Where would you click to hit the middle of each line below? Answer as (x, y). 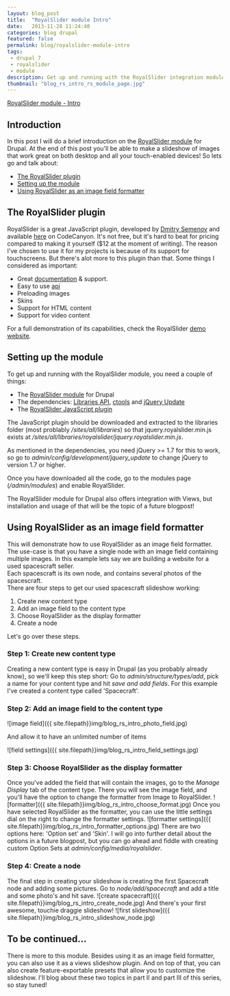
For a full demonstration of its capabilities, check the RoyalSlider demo (107, 328)
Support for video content (53, 315)
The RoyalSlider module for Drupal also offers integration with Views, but (110, 499)
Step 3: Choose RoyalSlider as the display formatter (95, 768)
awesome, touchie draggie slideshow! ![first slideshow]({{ (88, 910)
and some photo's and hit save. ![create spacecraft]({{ (84, 895)
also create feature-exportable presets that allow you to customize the (106, 970)
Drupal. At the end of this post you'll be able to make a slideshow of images (114, 149)
